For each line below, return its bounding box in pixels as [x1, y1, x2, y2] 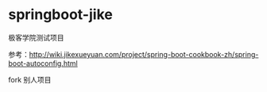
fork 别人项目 [8, 75, 52, 84]
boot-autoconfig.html [8, 58, 78, 68]
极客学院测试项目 [8, 33, 64, 42]
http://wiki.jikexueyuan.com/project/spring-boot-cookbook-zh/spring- [29, 49, 259, 59]
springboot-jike [8, 6, 113, 24]
